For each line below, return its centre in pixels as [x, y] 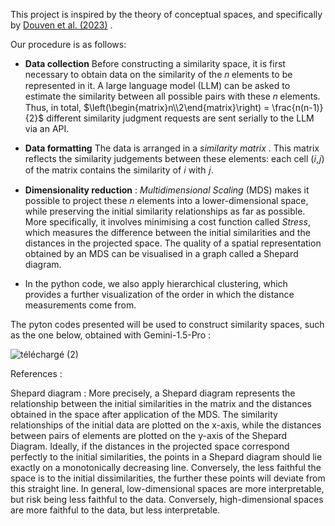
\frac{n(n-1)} [297, 107]
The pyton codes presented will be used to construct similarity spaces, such [167, 324]
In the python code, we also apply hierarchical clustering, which [156, 283]
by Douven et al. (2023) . [61, 25]
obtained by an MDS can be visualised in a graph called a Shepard [161, 253]
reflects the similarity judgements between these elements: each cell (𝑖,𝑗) [174, 158]
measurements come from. [80, 305]
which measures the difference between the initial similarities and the [167, 232]
